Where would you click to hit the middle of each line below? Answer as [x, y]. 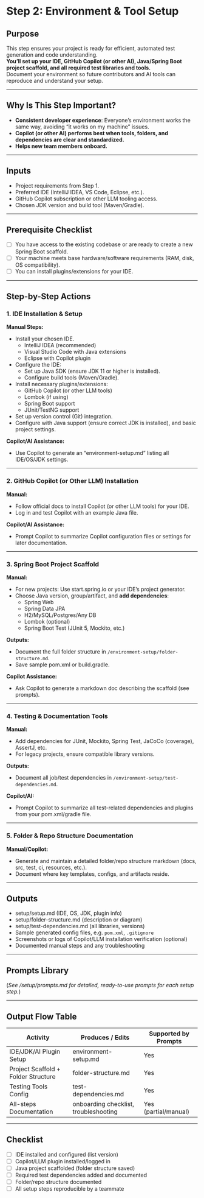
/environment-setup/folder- [143, 652]
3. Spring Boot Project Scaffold [53, 564]
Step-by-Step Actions [49, 297]
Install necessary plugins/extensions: [61, 384]
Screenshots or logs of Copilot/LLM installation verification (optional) [101, 939]
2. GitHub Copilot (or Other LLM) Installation [72, 481]
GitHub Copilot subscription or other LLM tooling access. [86, 199]
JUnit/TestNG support [52, 410]
